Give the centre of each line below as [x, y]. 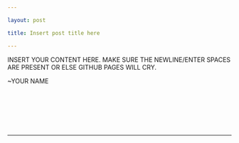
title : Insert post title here [54, 33]
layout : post [27, 20]
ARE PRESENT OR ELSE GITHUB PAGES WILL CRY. [82, 67]
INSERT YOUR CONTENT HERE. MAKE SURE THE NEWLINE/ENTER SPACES [119, 59]
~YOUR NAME [28, 81]
